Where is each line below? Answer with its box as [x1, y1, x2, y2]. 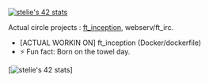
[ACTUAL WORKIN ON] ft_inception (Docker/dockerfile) [19, 38, 202, 47]
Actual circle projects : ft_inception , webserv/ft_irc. [8, 23, 174, 32]
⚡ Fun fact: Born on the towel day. [19, 47, 131, 56]
